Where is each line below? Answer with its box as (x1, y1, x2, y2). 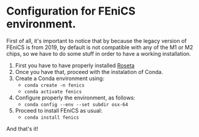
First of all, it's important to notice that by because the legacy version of (6, 37, 187, 44)
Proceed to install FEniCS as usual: (15, 107, 102, 114)
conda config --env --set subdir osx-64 (24, 101, 128, 107)
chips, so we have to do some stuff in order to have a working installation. (6, 50, 192, 57)
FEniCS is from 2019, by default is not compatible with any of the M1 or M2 (6, 44, 194, 51)
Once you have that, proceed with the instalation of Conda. (15, 68, 163, 75)
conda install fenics (24, 114, 79, 121)
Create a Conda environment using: (15, 75, 105, 82)
